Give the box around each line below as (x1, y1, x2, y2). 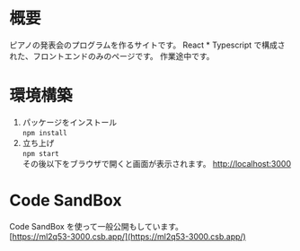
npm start (22, 149, 60, 158)
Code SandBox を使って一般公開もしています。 (9, 221, 184, 231)
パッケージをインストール (22, 117, 118, 127)
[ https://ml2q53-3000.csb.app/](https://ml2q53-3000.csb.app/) (9, 230, 247, 242)
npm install (22, 128, 67, 137)
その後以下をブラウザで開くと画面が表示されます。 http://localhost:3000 (22, 158, 292, 169)
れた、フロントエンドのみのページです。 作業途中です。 (9, 50, 215, 61)
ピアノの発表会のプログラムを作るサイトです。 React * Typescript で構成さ (9, 39, 286, 50)
